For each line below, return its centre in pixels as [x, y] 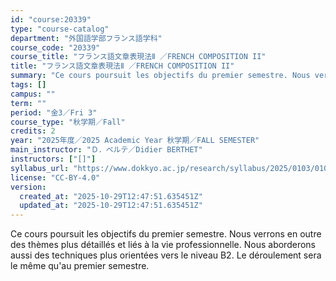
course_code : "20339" [55, 47]
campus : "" [33, 94]
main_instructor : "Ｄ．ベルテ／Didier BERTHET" [106, 150]
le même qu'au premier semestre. [80, 266]
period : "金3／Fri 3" [54, 112]
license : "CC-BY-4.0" [55, 177]
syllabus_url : [40, 168]
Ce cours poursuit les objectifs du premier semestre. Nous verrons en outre [166, 234]
